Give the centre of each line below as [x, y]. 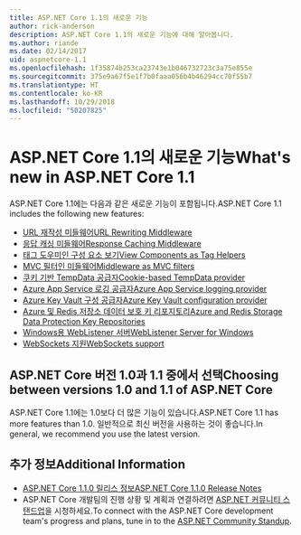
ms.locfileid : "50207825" [58, 110]
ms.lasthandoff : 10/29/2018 [62, 102]
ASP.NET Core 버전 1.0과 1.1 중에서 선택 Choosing [144, 375]
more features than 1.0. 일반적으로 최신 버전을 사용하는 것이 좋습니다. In [136, 424]
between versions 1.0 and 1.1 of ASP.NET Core [141, 390]
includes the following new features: [77, 214]
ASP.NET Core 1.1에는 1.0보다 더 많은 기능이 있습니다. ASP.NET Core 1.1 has [144, 413]
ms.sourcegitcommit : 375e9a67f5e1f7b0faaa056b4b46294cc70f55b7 [131, 77]
